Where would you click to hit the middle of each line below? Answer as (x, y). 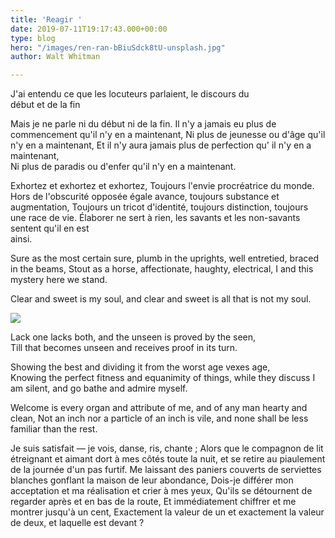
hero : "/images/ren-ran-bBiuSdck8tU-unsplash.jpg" (118, 47)
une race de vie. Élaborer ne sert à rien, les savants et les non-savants (155, 218)
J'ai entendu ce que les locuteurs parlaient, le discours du (130, 94)
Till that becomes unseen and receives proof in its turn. (124, 348)
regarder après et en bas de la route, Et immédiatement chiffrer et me (153, 502)
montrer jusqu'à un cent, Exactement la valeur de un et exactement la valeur (167, 512)
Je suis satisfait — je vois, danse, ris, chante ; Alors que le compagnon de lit (167, 448)
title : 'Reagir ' (46, 19)
